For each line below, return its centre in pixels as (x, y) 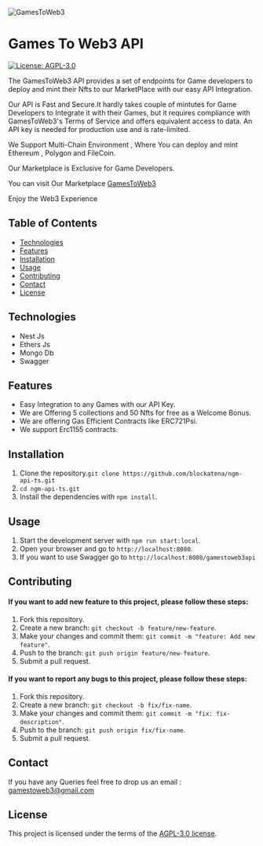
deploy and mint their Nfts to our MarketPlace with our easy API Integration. (130, 89)
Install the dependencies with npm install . (88, 497)
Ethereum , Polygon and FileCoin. (62, 152)
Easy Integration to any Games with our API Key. (97, 405)
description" (41, 722)
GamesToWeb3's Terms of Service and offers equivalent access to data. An (130, 121)
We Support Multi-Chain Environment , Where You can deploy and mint (123, 145)
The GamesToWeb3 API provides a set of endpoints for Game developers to (130, 81)
